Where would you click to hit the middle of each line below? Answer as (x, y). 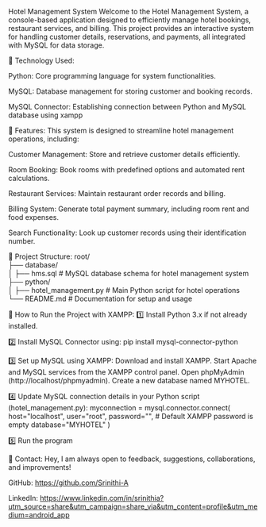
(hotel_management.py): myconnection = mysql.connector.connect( (120, 408)
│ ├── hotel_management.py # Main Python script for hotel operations (124, 290)
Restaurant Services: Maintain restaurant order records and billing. (117, 193)
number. (22, 241)
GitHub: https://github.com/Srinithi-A (68, 483)
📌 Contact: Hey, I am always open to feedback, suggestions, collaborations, (132, 459)
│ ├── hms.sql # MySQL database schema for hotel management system (129, 273)
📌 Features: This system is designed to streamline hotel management (121, 131)
